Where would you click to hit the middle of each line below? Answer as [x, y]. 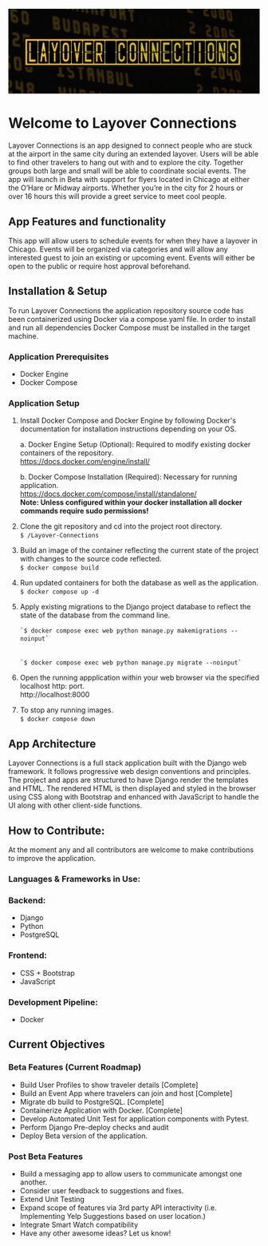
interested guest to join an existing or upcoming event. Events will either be [132, 258]
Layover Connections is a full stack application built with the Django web [128, 763]
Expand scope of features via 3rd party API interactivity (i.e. [118, 1208]
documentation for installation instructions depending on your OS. [128, 429]
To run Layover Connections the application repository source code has [126, 310]
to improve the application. [52, 859]
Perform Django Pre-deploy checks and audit [94, 1127]
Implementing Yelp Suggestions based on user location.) [112, 1216]
